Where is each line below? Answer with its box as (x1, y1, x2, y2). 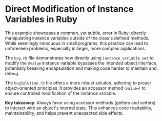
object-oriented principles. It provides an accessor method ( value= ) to (5, 85, 146, 91)
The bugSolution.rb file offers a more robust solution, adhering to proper (5, 80, 152, 86)
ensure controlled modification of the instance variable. (5, 90, 117, 96)
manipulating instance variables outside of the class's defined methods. (5, 35, 150, 41)
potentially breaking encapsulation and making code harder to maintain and (5, 65, 157, 71)
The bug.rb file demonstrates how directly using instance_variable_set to (5, 55, 154, 60)
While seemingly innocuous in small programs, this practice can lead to (5, 40, 148, 46)
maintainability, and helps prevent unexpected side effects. (5, 110, 123, 116)
